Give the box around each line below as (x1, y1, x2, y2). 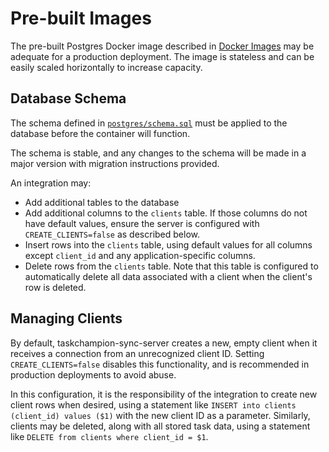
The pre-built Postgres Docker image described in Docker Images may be (10, 40, 315, 52)
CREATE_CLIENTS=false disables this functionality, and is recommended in (10, 358, 310, 370)
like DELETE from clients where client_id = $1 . (10, 430, 209, 442)
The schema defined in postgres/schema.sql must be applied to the (10, 117, 288, 129)
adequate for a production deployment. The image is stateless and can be (10, 50, 315, 62)
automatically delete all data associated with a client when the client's (24, 270, 313, 282)
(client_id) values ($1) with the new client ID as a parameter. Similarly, (10, 409, 311, 421)
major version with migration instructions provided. (10, 157, 220, 169)
